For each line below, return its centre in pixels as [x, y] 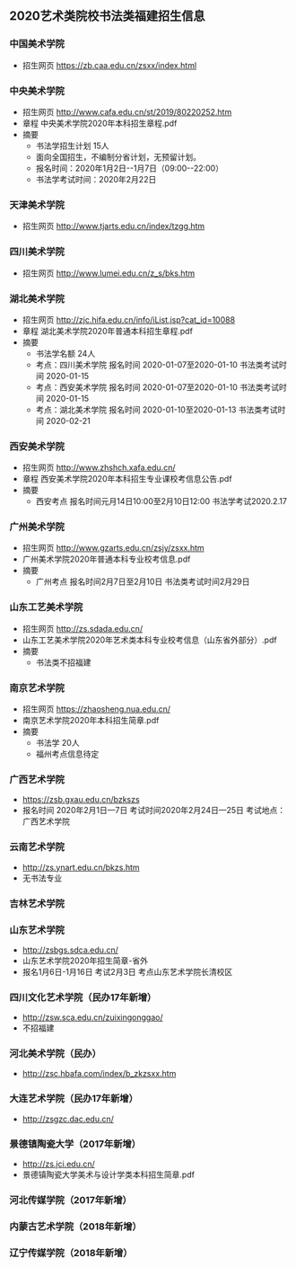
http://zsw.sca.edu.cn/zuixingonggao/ [92, 1017]
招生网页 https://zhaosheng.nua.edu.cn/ [96, 709]
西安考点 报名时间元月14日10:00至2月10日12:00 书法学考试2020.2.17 [161, 501]
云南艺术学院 [37, 847]
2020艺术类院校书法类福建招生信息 [107, 16]
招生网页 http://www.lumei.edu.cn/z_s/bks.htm [109, 273]
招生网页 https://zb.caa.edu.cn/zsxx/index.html [109, 65]
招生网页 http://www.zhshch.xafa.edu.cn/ [99, 468]
